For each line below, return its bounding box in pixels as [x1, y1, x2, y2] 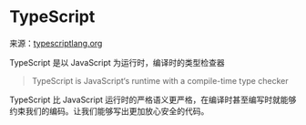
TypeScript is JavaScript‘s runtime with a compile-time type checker [31, 75, 289, 86]
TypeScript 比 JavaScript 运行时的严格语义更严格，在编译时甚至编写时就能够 [9, 94, 297, 105]
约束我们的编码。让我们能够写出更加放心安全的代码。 [9, 105, 209, 116]
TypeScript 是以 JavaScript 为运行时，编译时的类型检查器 [9, 57, 225, 68]
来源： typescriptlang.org [9, 37, 103, 48]
